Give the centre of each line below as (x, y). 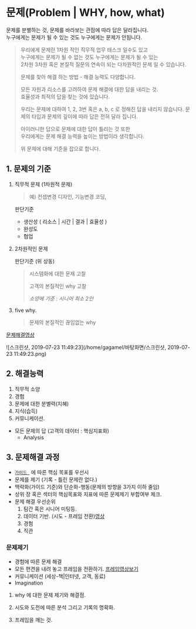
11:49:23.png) (30, 353)
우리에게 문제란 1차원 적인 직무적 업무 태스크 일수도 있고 (84, 50)
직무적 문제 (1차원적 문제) (43, 184)
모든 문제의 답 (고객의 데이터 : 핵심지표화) (62, 431)
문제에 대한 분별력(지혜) (42, 403)
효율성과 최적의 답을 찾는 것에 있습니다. (65, 96)
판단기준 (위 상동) (35, 261)
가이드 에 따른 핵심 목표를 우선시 (52, 472)
